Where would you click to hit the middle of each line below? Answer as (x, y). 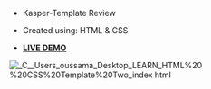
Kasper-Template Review (69, 13)
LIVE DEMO (44, 48)
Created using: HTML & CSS (75, 30)
